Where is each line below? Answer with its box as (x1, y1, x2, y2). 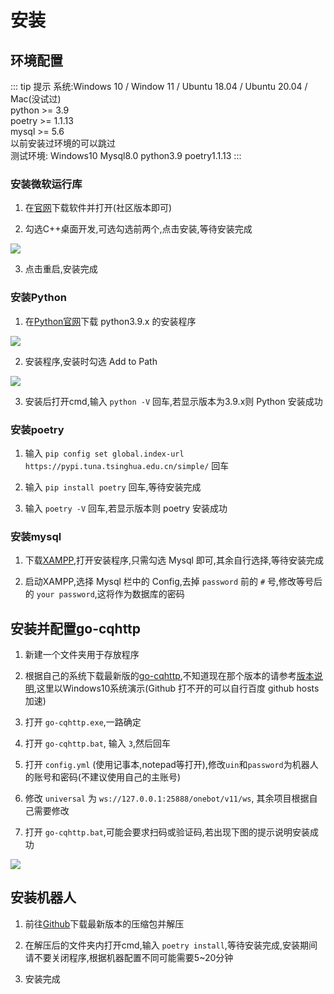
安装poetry (10, 422, 65, 436)
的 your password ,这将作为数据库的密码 (24, 588, 185, 600)
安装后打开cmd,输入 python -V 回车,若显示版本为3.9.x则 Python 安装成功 (24, 395, 323, 407)
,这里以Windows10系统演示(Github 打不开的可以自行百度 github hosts (33, 682, 320, 694)
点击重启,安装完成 (24, 263, 98, 275)
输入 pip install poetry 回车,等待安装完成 (24, 481, 202, 493)
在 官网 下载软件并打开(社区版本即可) (24, 202, 173, 214)
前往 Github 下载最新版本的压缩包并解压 (24, 917, 185, 930)
